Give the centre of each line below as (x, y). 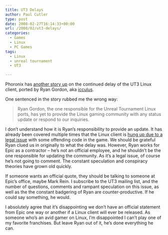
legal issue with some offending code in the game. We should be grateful (80, 140)
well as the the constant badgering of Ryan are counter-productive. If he (79, 192)
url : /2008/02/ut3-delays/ (33, 28)
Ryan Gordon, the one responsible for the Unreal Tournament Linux (86, 109)
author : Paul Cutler (27, 14)
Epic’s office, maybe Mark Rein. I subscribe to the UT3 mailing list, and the (82, 181)
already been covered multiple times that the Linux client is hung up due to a (84, 134)
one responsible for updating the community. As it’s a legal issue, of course (83, 156)
